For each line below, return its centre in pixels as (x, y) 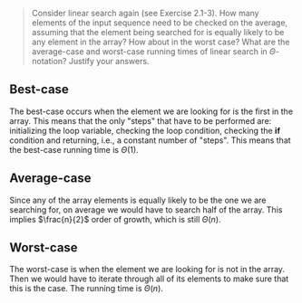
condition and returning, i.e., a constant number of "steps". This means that (151, 140)
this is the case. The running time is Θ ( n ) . (86, 289)
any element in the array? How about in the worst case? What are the (161, 42)
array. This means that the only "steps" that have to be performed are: (141, 120)
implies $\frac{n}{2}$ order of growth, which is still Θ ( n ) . (115, 219)
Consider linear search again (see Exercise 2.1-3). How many (146, 13)
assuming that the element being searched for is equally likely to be (158, 32)
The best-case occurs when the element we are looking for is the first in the (151, 111)
